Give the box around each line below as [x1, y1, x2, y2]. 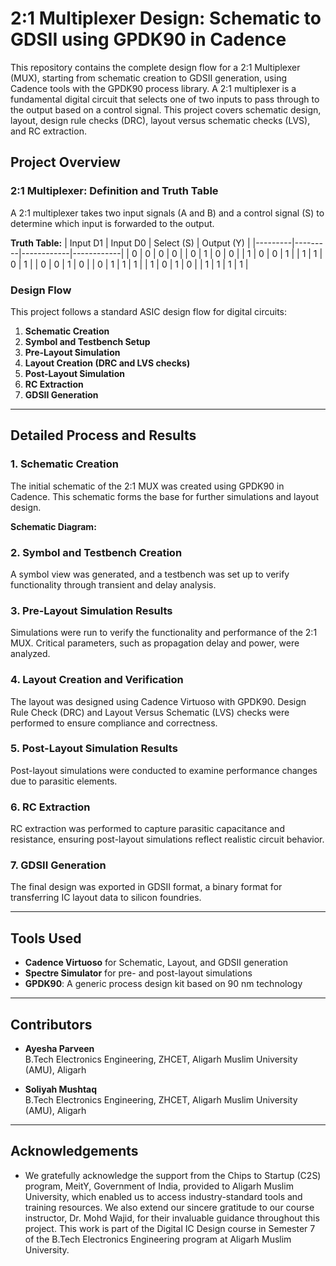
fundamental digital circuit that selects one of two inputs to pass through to [10, 93, 320, 105]
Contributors [10, 1016, 93, 1033]
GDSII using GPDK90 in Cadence [10, 28, 287, 51]
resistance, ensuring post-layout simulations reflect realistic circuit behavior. [10, 833, 325, 846]
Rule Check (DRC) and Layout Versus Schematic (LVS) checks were [10, 706, 290, 718]
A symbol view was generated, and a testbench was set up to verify [10, 568, 290, 580]
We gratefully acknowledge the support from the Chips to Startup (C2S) [24, 1169, 322, 1181]
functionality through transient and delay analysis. [10, 578, 217, 591]
